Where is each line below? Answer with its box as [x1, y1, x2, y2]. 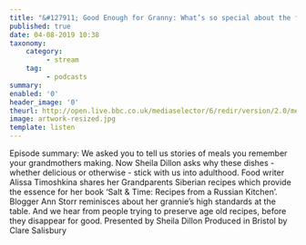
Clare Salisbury [9, 225, 66, 236]
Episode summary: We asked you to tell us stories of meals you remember [9, 148, 288, 159]
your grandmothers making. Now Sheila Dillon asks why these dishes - [9, 158, 275, 168]
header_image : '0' [9, 97, 79, 107]
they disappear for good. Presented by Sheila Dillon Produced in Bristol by [9, 215, 288, 226]
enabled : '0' [9, 89, 59, 98]
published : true [9, 22, 71, 31]
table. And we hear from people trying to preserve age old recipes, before [9, 206, 287, 216]
